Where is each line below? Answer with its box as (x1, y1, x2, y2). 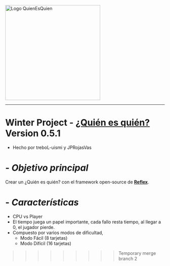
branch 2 (118, 255, 138, 261)
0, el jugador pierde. (12, 224, 55, 230)
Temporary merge (118, 250, 156, 256)
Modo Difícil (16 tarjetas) (20, 240, 72, 246)
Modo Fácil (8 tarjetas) (20, 235, 68, 241)
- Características (5, 197, 79, 208)
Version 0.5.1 (5, 128, 61, 139)
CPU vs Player (12, 213, 43, 219)
